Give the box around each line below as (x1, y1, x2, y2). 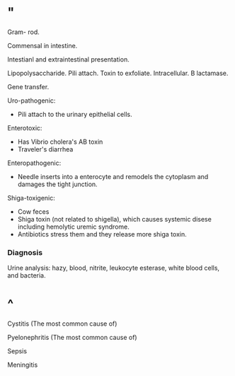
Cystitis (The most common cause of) (7, 319, 117, 328)
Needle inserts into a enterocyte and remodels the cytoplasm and (17, 172, 209, 181)
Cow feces (17, 207, 50, 216)
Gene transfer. (7, 82, 50, 91)
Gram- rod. (7, 28, 40, 36)
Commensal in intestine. (7, 41, 78, 50)
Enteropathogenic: (7, 159, 62, 167)
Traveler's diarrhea (17, 144, 74, 153)
